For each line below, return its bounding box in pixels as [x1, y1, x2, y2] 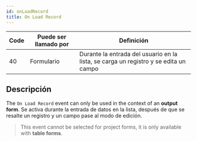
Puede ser [37, 33, 67, 41]
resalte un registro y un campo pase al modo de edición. [6, 112, 142, 119]
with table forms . [20, 130, 63, 137]
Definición [119, 36, 148, 44]
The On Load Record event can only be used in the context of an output [6, 100, 178, 107]
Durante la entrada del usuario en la [79, 50, 178, 58]
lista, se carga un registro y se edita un [79, 57, 186, 65]
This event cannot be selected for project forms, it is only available [20, 123, 182, 130]
